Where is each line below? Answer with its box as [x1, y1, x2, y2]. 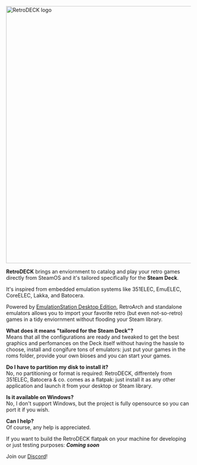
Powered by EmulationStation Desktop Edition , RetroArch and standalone [6, 303, 182, 310]
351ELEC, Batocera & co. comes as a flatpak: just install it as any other [6, 376, 176, 383]
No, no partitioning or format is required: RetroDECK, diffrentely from [6, 370, 172, 377]
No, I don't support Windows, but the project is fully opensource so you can [6, 400, 189, 407]
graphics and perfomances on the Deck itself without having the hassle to [6, 340, 185, 346]
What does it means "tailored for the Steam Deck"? [6, 327, 134, 334]
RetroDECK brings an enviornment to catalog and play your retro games [6, 268, 181, 275]
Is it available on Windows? [6, 394, 74, 400]
